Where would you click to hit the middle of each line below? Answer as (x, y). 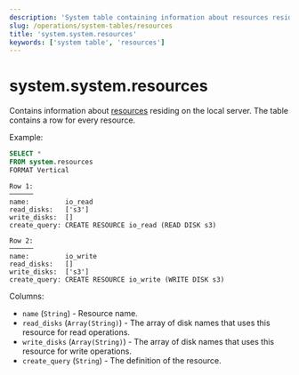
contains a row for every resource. (73, 120)
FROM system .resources (51, 162)
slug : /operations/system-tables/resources (91, 26)
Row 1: (21, 186)
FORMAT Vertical (39, 170)
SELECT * (25, 154)
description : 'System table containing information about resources (139, 17)
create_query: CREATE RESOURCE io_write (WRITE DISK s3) (117, 279)
